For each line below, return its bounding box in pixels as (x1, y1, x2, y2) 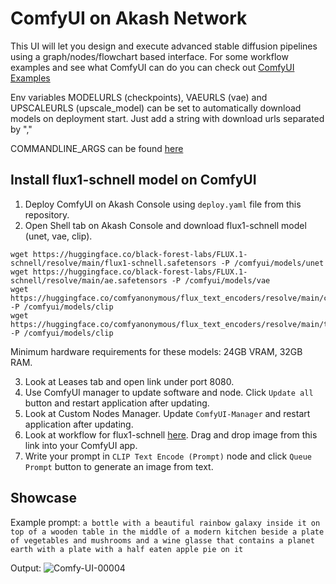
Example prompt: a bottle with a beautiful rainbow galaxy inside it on (10, 516, 321, 528)
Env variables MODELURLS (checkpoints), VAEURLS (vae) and (10, 91, 268, 103)
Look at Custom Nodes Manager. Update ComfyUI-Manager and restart (24, 407, 311, 419)
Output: (10, 562, 42, 574)
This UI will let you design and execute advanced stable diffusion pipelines (10, 40, 318, 52)
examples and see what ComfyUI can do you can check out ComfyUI (10, 61, 295, 73)
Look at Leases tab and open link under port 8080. (24, 375, 235, 387)
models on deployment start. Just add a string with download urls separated (10, 112, 325, 124)
